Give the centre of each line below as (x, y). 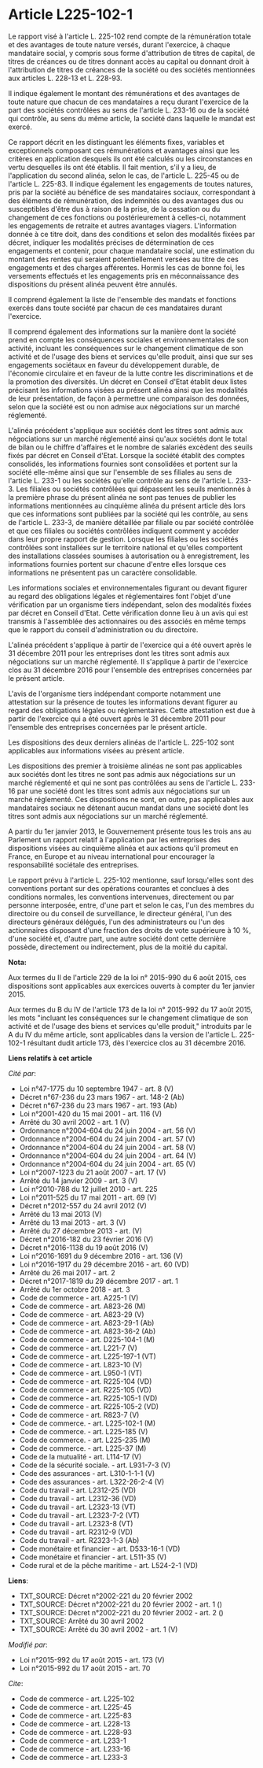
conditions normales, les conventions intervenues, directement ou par (121, 897)
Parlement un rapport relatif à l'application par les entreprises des (115, 839)
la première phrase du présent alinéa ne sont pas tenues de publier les (122, 497)
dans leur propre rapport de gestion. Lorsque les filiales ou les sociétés (123, 539)
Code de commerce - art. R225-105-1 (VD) (88, 1398)
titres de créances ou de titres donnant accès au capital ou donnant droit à (129, 61)
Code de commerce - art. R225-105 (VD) (85, 1389)
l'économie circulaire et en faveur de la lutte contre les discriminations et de (131, 373)
